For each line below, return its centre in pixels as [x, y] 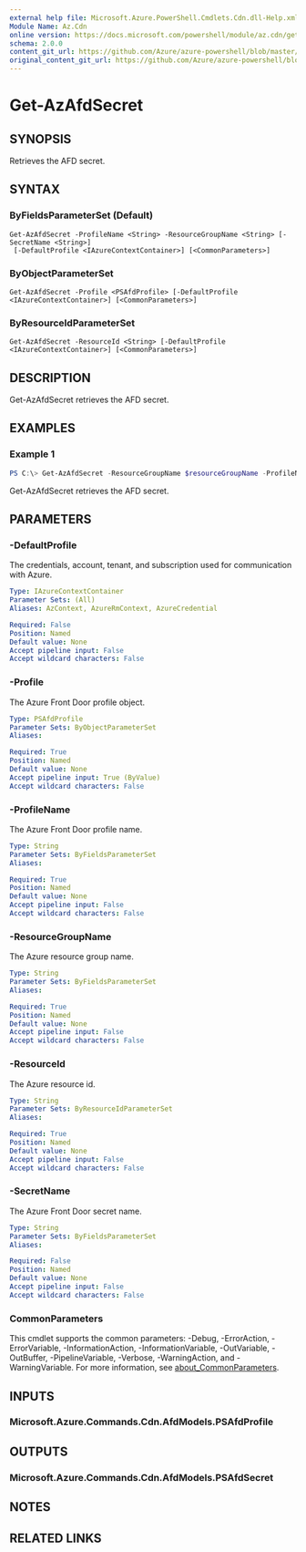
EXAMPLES [42, 428]
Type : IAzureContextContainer [67, 592]
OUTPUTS [39, 1451]
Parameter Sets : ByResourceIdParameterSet [91, 1109]
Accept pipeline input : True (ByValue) [85, 777]
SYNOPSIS [41, 139]
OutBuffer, [29, 1358]
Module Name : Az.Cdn [49, 26]
